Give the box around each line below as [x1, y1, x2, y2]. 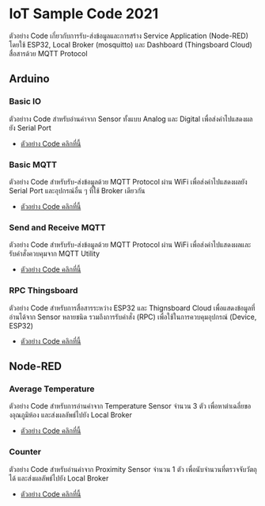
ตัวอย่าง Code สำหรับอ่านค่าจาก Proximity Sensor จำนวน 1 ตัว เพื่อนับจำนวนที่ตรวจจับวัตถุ [9, 464, 258, 474]
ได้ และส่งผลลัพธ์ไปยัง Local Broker [9, 473, 109, 483]
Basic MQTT [9, 159, 58, 170]
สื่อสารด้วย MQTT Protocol [9, 48, 88, 58]
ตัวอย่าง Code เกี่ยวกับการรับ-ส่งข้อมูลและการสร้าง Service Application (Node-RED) [9, 31, 248, 40]
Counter [9, 447, 42, 458]
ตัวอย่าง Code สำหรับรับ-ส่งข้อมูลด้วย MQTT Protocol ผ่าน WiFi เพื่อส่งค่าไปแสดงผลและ [9, 240, 252, 249]
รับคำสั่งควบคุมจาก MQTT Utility [9, 249, 100, 258]
